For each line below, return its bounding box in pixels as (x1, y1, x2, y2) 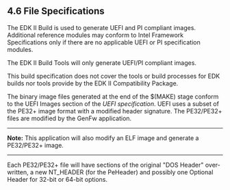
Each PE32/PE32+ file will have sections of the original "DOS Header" (7, 161, 204, 169)
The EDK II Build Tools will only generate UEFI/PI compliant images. (7, 58, 197, 67)
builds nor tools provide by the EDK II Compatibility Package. (7, 79, 179, 87)
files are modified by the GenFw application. (7, 114, 132, 122)
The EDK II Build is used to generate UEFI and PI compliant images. (7, 23, 196, 31)
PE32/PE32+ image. (7, 141, 64, 149)
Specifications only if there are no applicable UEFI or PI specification (7, 38, 201, 46)
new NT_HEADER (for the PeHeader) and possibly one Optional (35, 167, 214, 176)
